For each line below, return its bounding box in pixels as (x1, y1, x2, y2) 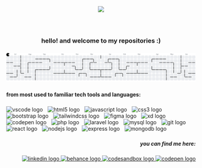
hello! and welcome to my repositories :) (41, 36, 161, 44)
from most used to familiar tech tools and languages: (6, 91, 141, 98)
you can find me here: (139, 140, 196, 147)
